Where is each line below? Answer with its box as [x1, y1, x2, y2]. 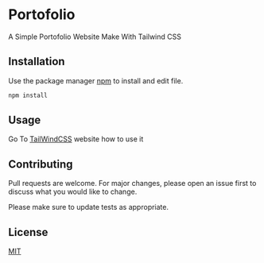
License [8, 225, 49, 239]
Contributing [8, 157, 73, 171]
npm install [8, 91, 48, 99]
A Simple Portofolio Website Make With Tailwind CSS [8, 32, 181, 41]
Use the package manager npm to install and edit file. [8, 75, 184, 85]
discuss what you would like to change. [8, 187, 138, 196]
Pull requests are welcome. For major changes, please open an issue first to [8, 179, 257, 188]
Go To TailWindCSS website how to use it [8, 134, 144, 144]
